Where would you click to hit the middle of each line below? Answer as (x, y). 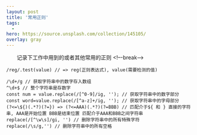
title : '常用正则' (28, 17)
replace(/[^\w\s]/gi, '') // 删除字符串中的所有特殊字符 (73, 120)
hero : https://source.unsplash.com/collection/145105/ (76, 34)
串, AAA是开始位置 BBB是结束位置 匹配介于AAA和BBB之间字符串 (75, 113)
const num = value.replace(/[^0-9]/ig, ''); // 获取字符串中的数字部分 (93, 94)
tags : (13, 23)
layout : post (23, 12)
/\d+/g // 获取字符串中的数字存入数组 (49, 82)
